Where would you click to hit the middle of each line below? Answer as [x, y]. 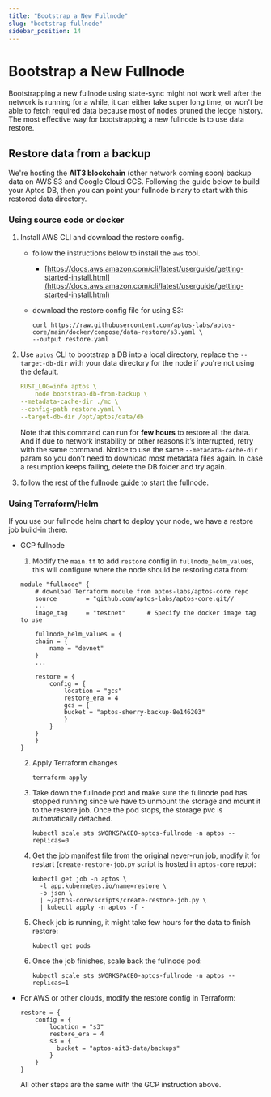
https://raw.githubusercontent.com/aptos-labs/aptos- [143, 325]
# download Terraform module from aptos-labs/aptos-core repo [142, 592]
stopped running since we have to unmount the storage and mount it [146, 801]
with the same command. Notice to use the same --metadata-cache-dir [139, 449]
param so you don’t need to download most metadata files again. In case [141, 458]
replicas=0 [51, 841]
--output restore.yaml [70, 340]
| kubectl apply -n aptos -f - [92, 908]
